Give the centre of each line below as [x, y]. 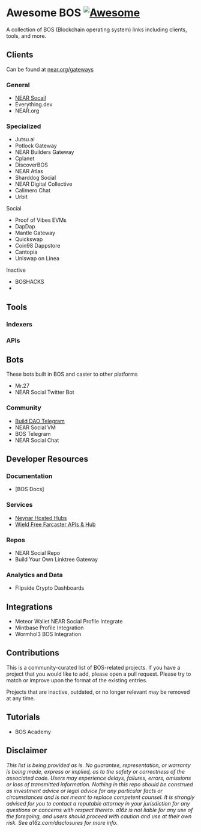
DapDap [25, 227]
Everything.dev [34, 105]
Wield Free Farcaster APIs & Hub [55, 524]
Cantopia [26, 252]
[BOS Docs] [29, 489]
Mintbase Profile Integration [49, 628]
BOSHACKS [29, 282]
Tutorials [23, 717]
